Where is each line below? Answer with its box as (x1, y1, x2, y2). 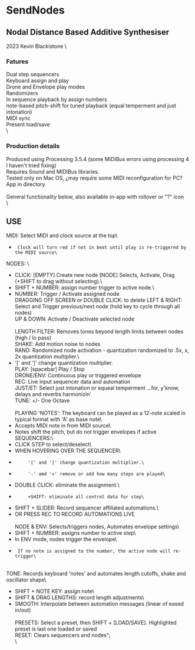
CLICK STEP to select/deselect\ (14, 441, 92, 448)
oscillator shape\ (6, 576, 47, 583)
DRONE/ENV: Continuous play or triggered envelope (14, 372, 141, 379)
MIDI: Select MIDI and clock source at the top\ (6, 232, 118, 239)
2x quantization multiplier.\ (14, 353, 80, 360)
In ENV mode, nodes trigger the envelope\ (14, 535, 117, 543)
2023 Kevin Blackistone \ (6, 43, 67, 50)
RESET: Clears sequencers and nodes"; (14, 632, 111, 639)
